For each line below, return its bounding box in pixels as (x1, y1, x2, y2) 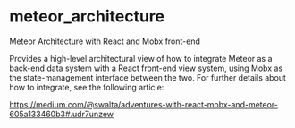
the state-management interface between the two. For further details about (9, 72, 286, 82)
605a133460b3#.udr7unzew (9, 108, 114, 119)
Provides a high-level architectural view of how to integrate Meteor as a (9, 53, 273, 64)
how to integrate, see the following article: (9, 81, 164, 92)
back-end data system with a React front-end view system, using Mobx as (9, 63, 283, 73)
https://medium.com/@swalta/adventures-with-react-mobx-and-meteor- (9, 98, 279, 109)
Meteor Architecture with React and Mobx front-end (9, 36, 201, 47)
